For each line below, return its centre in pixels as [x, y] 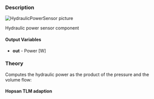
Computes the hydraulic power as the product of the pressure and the [77, 74]
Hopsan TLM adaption [29, 91]
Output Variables [23, 39]
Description [20, 7]
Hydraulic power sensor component [42, 28]
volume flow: [18, 79]
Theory [14, 63]
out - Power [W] [29, 50]
